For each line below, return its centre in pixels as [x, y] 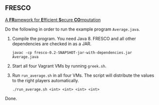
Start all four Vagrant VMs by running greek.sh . [59, 66]
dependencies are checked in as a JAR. [52, 44]
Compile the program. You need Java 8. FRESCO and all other [74, 38]
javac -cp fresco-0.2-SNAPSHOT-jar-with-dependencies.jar [72, 52]
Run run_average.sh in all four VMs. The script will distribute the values [83, 75]
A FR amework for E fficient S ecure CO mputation [53, 19]
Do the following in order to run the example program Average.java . [72, 29]
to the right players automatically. [45, 80]
